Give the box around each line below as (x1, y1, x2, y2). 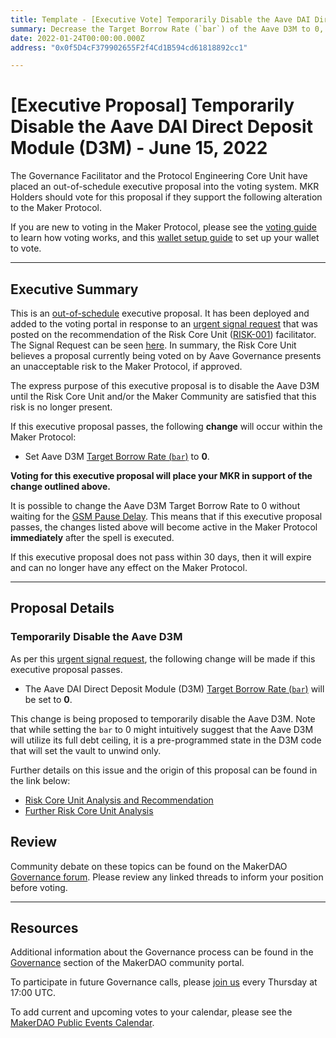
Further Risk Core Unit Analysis (24, 804, 154, 816)
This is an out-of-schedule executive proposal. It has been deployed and (10, 307, 310, 319)
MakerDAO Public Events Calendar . (10, 1017, 155, 1029)
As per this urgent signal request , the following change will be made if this (10, 652, 316, 665)
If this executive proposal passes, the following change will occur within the (10, 421, 323, 432)
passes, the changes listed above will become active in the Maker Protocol (10, 521, 318, 533)
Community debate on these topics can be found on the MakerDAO (10, 860, 288, 872)
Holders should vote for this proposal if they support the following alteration (10, 191, 323, 203)
